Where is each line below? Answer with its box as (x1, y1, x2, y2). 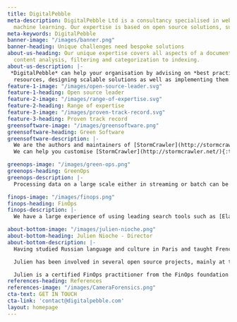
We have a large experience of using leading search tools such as (13, 213, 217, 220)
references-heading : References (7, 278, 102, 285)
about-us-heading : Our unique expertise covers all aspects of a (7, 50, 203, 57)
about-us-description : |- (7, 63, 83, 70)
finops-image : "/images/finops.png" (7, 193, 115, 201)
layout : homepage (7, 304, 59, 311)
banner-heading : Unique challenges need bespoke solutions (7, 43, 185, 50)
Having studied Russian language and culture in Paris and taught (13, 245, 213, 253)
